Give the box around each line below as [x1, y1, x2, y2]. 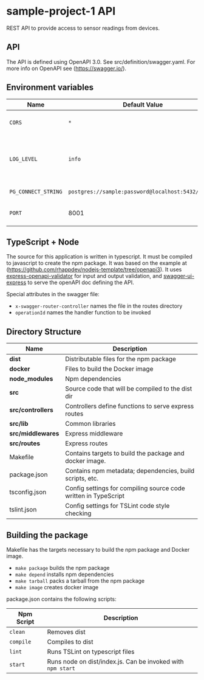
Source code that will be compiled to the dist [64, 384, 192, 393]
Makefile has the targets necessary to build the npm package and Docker [6, 546, 190, 553]
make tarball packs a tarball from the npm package [15, 577, 144, 585]
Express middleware [64, 429, 123, 438]
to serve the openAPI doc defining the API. [27, 279, 135, 286]
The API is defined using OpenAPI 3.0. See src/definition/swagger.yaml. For [6, 58, 195, 65]
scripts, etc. [64, 474, 99, 483]
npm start [47, 665, 76, 671]
